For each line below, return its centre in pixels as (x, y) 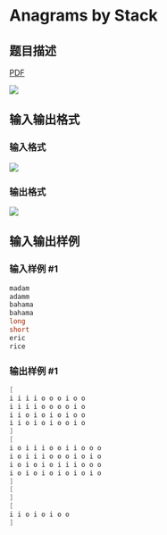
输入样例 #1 (33, 269)
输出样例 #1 (33, 371)
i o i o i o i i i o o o (55, 464)
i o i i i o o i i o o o (55, 448)
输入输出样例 (45, 242)
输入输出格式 (45, 120)
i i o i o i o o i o (48, 423)
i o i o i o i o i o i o (55, 473)
